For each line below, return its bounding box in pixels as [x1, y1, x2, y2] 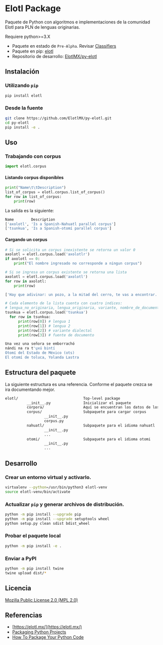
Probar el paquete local [5, 533, 61, 539]
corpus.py [44, 419, 64, 424]
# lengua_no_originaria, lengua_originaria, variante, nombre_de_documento [5, 305, 162, 311]
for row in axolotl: [5, 278, 47, 284]
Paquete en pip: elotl [12, 48, 53, 54]
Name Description [5, 217, 55, 222]
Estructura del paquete [5, 369, 76, 377]
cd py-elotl [5, 120, 29, 125]
